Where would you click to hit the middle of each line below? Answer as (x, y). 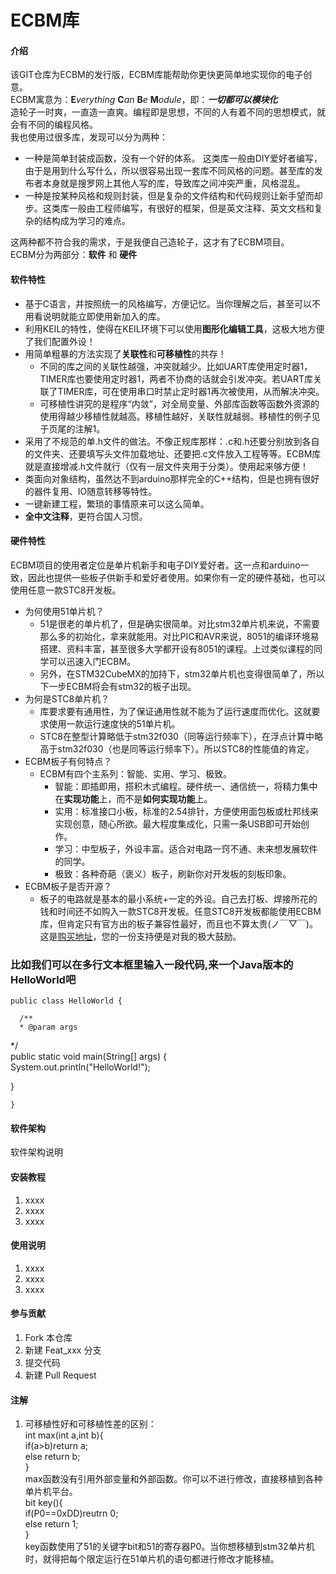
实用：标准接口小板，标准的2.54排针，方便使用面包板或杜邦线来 (187, 811)
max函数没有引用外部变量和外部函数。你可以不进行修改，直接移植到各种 (173, 1479)
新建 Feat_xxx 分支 (63, 1350)
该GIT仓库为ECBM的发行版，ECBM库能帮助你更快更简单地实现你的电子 (157, 75)
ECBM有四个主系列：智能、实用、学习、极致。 (136, 773)
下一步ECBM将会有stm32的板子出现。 (118, 686)
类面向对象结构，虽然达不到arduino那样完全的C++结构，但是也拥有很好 (172, 478)
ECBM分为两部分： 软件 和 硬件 (74, 255)
